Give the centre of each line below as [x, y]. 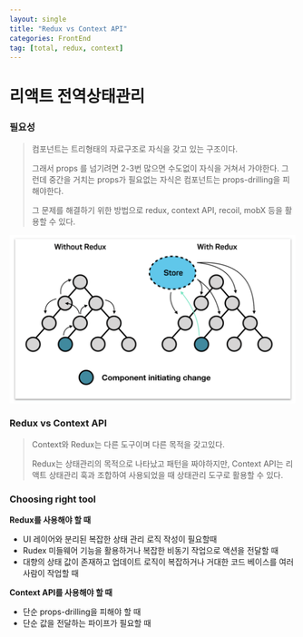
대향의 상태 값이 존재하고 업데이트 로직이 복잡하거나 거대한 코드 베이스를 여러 [158, 562]
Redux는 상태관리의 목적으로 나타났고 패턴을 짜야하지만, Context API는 [157, 464]
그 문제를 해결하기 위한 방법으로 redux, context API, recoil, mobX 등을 [157, 210]
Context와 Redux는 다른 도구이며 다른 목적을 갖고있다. [128, 444]
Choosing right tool [53, 499]
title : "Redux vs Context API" [68, 29]
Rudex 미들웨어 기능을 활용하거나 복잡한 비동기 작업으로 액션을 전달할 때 [151, 551]
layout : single [38, 19]
